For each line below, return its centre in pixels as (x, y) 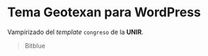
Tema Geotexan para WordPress (104, 12)
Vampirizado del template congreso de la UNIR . (75, 32)
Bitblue (35, 45)
